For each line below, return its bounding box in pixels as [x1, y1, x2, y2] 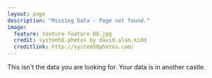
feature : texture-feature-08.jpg [13, 30, 112, 38]
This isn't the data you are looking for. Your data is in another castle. [7, 63, 206, 71]
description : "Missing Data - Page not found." [7, 17, 151, 24]
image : [7, 23, 27, 30]
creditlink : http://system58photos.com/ [13, 43, 134, 50]
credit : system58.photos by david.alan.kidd [13, 37, 147, 44]
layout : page [7, 10, 46, 18]
